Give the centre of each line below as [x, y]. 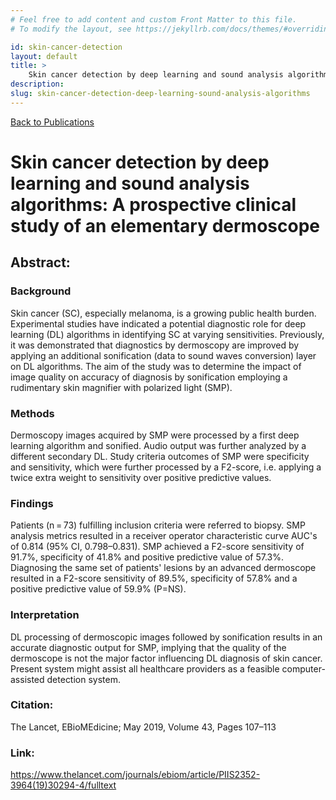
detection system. [83, 679]
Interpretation [45, 615]
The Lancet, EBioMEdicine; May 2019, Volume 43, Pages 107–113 [143, 727]
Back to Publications [52, 122]
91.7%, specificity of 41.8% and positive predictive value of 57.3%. [147, 557]
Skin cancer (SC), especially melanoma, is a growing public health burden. [163, 313]
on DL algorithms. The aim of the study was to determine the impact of [156, 366]
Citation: [32, 705]
